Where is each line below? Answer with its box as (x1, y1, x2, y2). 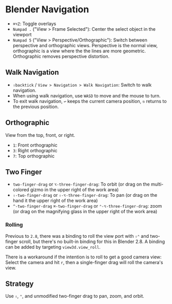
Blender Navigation (5, 4, 89, 15)
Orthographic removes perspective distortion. (12, 53, 109, 59)
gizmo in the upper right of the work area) (30, 187, 119, 193)
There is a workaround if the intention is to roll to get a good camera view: (5, 254, 162, 260)
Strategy (5, 279, 34, 288)
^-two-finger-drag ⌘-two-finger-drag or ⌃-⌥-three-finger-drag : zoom (12, 203, 162, 209)
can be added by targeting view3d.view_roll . (5, 244, 101, 250)
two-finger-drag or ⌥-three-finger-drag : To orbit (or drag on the (12, 181, 150, 188)
